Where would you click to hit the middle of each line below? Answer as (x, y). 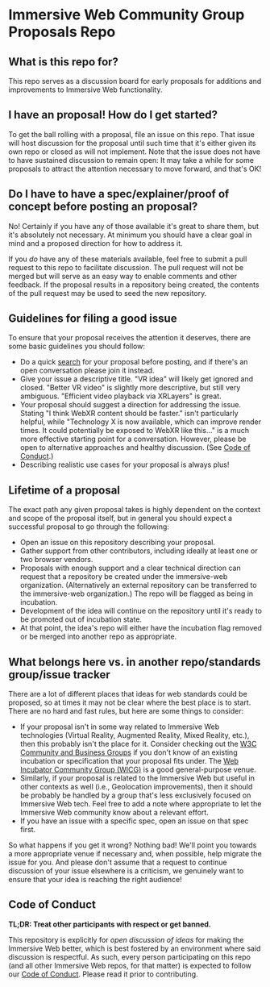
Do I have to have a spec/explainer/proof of (119, 194)
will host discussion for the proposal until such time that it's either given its (132, 143)
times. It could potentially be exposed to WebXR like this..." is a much (135, 431)
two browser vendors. (56, 560)
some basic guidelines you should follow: (77, 346)
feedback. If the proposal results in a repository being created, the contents (134, 285)
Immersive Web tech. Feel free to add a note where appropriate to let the (141, 804)
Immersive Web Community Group (127, 15)
